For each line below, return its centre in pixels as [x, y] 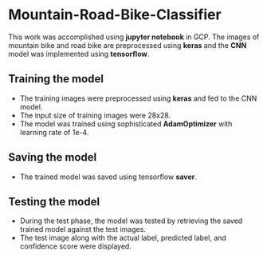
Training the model [56, 79]
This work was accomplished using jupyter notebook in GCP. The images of [134, 37]
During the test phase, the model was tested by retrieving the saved [131, 221]
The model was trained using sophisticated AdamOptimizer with [126, 124]
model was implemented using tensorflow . [79, 54]
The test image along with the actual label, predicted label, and [123, 238]
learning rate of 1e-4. [54, 132]
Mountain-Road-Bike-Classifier [115, 15]
